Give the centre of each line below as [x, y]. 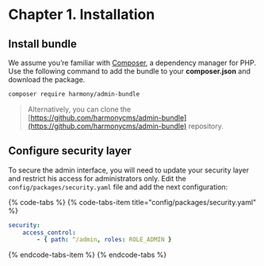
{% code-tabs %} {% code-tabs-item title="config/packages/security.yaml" [132, 202]
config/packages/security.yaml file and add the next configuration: [118, 187]
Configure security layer [70, 151]
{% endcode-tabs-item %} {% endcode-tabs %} [88, 255]
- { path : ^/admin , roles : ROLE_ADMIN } [104, 240]
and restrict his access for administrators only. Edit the [97, 178]
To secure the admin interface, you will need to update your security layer [129, 170]
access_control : [50, 232]
